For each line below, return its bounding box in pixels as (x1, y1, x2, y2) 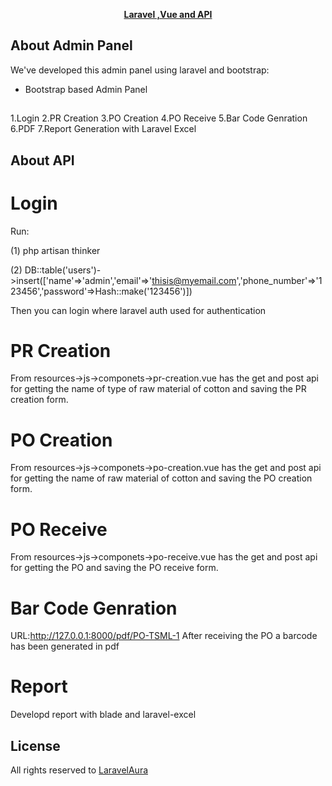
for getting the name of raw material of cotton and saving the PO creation (10, 472, 313, 484)
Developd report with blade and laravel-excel (10, 709, 197, 721)
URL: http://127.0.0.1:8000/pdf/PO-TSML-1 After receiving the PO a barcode (10, 630, 318, 642)
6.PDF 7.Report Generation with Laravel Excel (10, 123, 197, 135)
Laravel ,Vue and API (123, 9, 213, 20)
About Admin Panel (10, 37, 133, 54)
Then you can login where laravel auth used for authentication (10, 304, 267, 316)
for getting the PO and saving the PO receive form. (10, 562, 219, 574)
